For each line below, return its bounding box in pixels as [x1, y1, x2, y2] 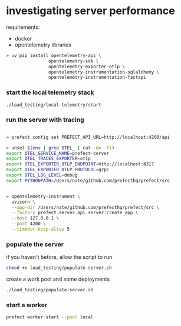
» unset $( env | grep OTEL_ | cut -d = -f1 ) [6, 145, 115, 151]
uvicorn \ [11, 199, 35, 205]
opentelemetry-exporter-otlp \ [48, 64, 126, 69]
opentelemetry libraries [14, 41, 72, 48]
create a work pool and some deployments [6, 275, 110, 283]
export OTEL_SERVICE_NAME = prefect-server [6, 150, 110, 157]
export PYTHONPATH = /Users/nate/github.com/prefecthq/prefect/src [6, 178, 170, 184]
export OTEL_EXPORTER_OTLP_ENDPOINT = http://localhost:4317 [6, 161, 154, 167]
